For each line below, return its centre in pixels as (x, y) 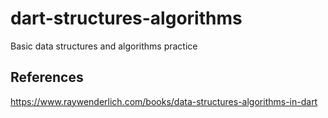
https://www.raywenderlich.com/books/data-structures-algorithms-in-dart (164, 101)
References (47, 77)
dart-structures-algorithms (126, 18)
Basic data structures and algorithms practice (104, 46)
